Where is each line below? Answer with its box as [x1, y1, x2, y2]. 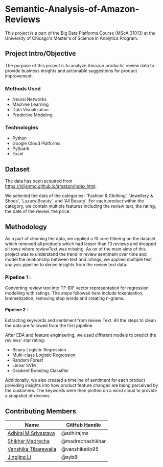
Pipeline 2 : [5, 306, 28, 312]
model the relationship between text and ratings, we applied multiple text [5, 256, 152, 262]
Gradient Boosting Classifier [12, 368, 70, 373]
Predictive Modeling [12, 112, 53, 118]
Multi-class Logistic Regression [12, 352, 76, 358]
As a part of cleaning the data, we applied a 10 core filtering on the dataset [5, 235, 156, 241]
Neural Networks [12, 97, 47, 102]
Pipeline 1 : [5, 273, 31, 280]
